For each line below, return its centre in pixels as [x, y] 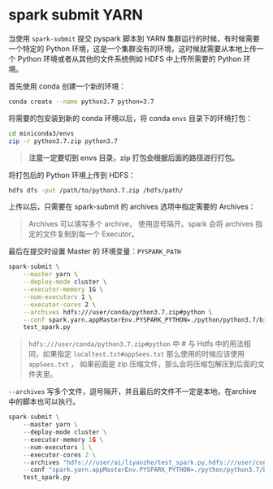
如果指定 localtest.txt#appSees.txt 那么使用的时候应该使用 [144, 354]
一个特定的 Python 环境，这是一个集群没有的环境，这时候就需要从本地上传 [133, 48]
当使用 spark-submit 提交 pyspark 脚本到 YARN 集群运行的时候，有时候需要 [134, 38]
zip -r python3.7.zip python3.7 [63, 141]
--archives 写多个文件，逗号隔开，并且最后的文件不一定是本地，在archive [132, 392]
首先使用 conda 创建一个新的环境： [67, 86]
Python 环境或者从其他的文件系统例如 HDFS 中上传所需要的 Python [130, 58]
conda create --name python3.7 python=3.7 [81, 102]
